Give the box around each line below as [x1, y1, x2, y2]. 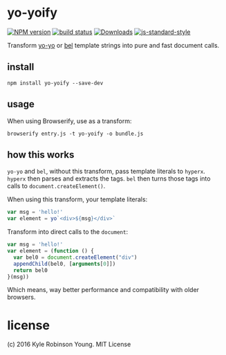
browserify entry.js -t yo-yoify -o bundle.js [7, 130, 144, 137]
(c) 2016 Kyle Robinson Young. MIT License [7, 340, 131, 349]
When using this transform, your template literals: [7, 195, 148, 203]
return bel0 [13, 266, 48, 274]
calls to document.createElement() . [7, 182, 106, 190]
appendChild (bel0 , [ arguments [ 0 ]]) [13, 260, 116, 267]
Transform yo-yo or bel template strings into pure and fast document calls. [7, 41, 220, 49]
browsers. [7, 293, 36, 302]
